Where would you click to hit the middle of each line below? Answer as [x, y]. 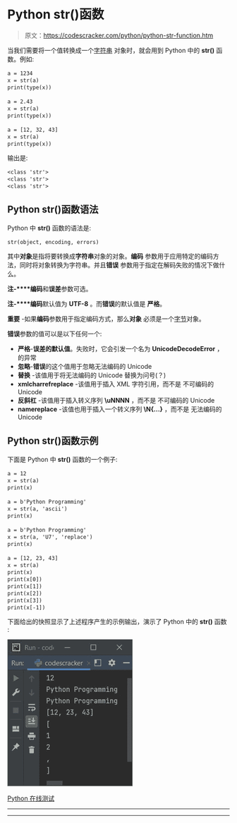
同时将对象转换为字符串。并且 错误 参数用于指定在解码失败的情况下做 [119, 264]
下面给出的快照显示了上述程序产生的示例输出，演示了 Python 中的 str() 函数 [117, 621]
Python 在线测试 [31, 798]
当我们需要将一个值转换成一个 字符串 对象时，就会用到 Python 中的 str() [111, 50]
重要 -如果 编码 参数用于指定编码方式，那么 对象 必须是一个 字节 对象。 [107, 319]
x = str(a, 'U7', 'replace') [50, 537]
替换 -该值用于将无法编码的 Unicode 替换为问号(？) [92, 375]
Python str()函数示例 [53, 441]
